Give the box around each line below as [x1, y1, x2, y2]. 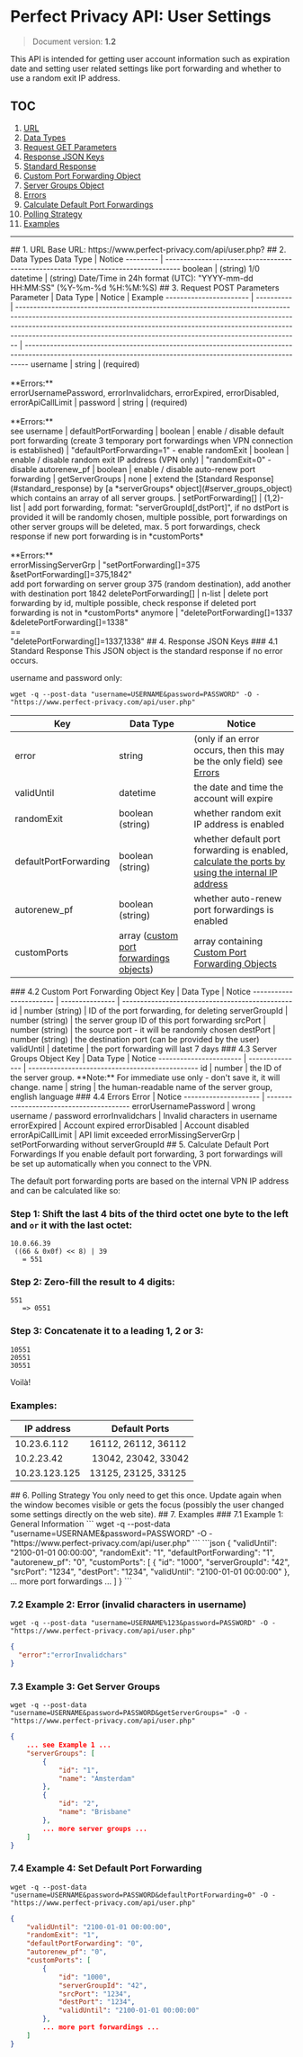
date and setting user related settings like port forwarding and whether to [10, 63, 281, 74]
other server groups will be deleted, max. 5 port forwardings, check [10, 521, 261, 532]
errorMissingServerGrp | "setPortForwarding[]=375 [10, 559, 201, 570]
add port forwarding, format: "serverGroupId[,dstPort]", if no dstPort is [27, 502, 290, 513]
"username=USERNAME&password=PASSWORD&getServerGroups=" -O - [10, 1709, 248, 1718]
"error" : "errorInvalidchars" [18, 1650, 128, 1660]
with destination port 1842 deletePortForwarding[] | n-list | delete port [10, 587, 269, 599]
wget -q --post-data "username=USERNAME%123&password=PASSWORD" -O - [10, 1619, 277, 1628]
